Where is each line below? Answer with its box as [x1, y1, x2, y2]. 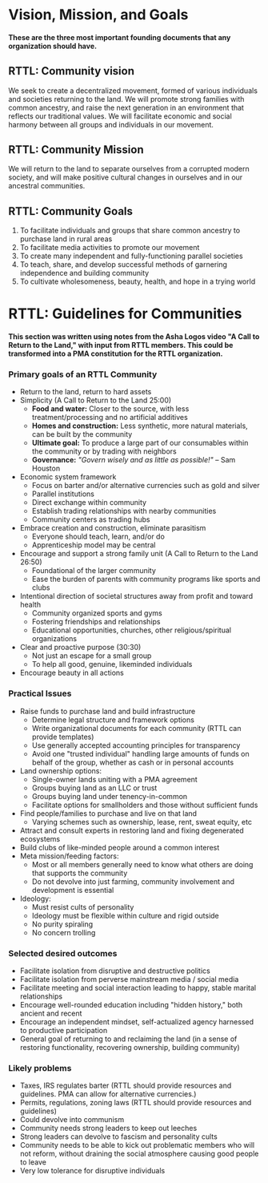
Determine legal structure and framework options [31, 715, 194, 725]
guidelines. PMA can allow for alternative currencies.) [19, 1089, 197, 1099]
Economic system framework [19, 472, 117, 482]
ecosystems [19, 834, 61, 843]
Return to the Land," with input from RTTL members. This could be [8, 341, 234, 349]
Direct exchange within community [31, 498, 146, 507]
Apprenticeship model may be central [31, 540, 156, 550]
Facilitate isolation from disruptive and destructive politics [19, 966, 210, 975]
